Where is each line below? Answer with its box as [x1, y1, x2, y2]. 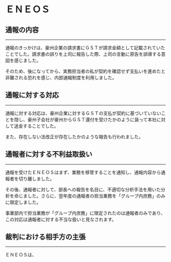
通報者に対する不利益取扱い [5, 150, 93, 159]
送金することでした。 [14, 123, 59, 129]
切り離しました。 [18, 176, 54, 182]
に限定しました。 [5, 199, 41, 205]
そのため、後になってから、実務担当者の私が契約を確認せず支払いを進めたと [5, 68, 166, 74]
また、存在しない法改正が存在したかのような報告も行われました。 [5, 133, 144, 139]
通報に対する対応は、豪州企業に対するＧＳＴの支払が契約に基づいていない [5, 110, 161, 116]
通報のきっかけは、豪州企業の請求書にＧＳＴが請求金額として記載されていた [5, 45, 165, 50]
